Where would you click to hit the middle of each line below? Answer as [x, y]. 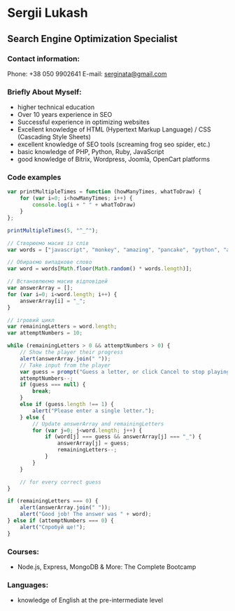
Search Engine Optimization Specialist [93, 39]
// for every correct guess [60, 482]
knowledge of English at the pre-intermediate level [90, 601]
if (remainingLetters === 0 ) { [53, 501]
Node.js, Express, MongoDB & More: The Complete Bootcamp [107, 567]
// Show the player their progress [72, 352]
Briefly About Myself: [44, 92]
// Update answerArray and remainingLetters [98, 424]
